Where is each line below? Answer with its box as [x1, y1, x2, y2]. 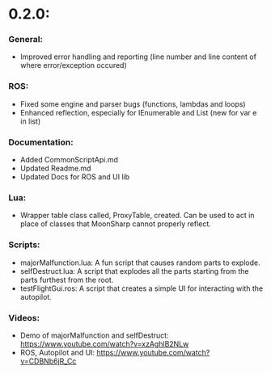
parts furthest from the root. [19, 275, 114, 284]
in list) [19, 116, 41, 126]
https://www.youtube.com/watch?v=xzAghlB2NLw [19, 338, 189, 348]
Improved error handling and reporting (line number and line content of [19, 52, 257, 61]
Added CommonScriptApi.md [19, 155, 119, 165]
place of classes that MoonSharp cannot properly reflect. [19, 219, 212, 229]
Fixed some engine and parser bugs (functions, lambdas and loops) [19, 99, 246, 109]
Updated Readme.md [19, 163, 91, 174]
